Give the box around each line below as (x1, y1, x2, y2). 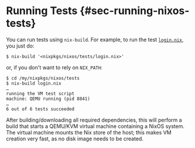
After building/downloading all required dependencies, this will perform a (6, 116, 183, 123)
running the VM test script (6, 90, 75, 96)
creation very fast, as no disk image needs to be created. (6, 135, 143, 142)
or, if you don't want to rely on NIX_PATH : (6, 63, 102, 71)
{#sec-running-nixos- (80, 4, 190, 18)
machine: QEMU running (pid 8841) (6, 96, 91, 102)
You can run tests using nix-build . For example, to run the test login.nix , (6, 36, 184, 43)
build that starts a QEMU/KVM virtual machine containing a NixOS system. (6, 122, 184, 130)
